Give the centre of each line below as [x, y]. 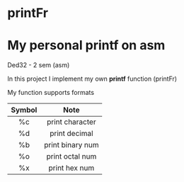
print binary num [71, 145]
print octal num [71, 157]
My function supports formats [51, 93]
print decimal [71, 134]
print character [72, 122]
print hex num [71, 168]
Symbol [24, 110]
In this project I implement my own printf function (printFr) [92, 79]
